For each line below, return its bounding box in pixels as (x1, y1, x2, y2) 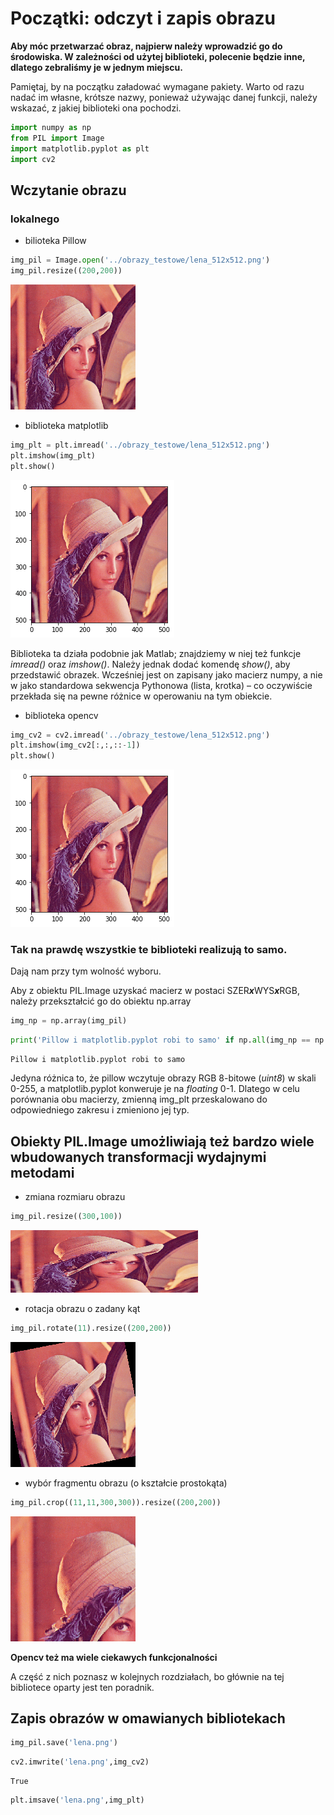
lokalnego (10, 212, 60, 226)
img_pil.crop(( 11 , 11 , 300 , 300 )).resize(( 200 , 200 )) (10, 1497, 222, 1507)
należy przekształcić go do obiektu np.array (10, 995, 192, 1007)
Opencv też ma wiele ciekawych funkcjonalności (10, 1651, 218, 1663)
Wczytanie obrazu (10, 182, 127, 199)
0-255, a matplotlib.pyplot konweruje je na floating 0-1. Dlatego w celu (10, 1083, 300, 1095)
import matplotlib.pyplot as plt (10, 143, 150, 154)
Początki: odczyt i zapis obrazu (10, 7, 277, 30)
